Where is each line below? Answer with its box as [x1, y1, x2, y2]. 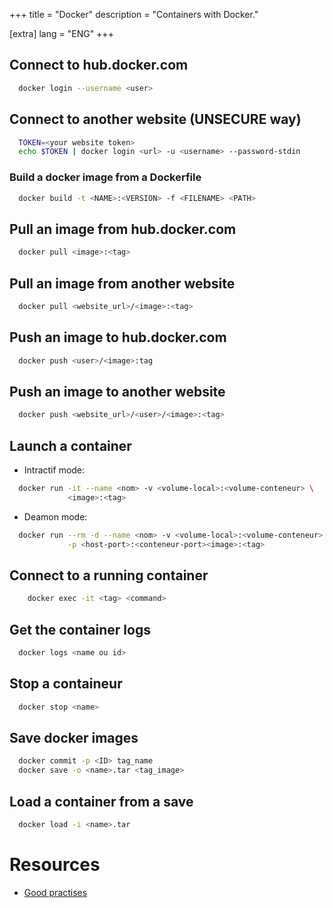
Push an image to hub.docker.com [9, 329, 227, 346]
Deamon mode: [23, 510, 88, 523]
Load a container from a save [9, 793, 194, 810]
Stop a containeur [9, 675, 123, 693]
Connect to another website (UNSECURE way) [9, 111, 302, 128]
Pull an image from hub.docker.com [9, 220, 237, 238]
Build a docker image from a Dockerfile [9, 170, 202, 184]
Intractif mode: [23, 464, 86, 476]
